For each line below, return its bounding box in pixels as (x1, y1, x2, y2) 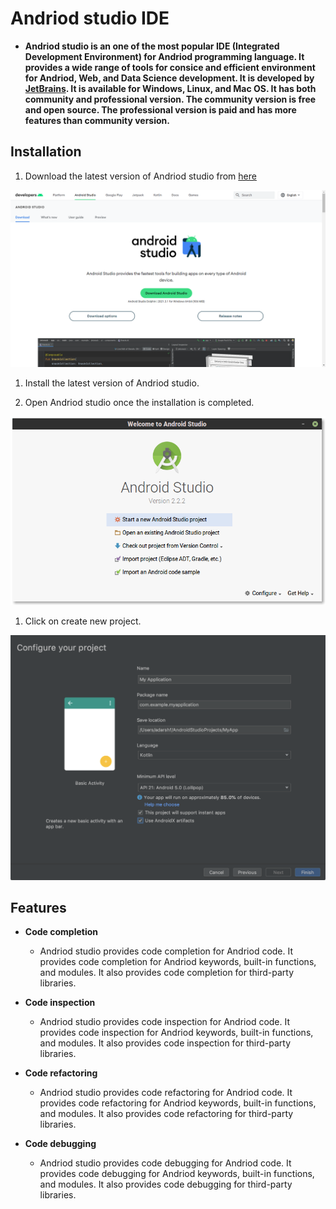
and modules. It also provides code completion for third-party (39, 967, 295, 979)
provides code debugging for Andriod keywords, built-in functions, (39, 1168, 315, 1180)
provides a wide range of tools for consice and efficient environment (24, 61, 316, 73)
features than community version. (24, 114, 170, 126)
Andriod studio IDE (10, 7, 170, 30)
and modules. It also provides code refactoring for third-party (39, 1108, 294, 1120)
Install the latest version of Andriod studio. (24, 377, 200, 389)
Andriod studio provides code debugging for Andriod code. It (39, 1157, 292, 1169)
